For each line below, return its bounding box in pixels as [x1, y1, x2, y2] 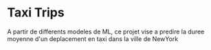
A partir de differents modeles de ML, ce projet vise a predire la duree [7, 27, 205, 36]
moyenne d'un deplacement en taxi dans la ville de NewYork [7, 34, 179, 42]
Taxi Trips [7, 5, 65, 21]
